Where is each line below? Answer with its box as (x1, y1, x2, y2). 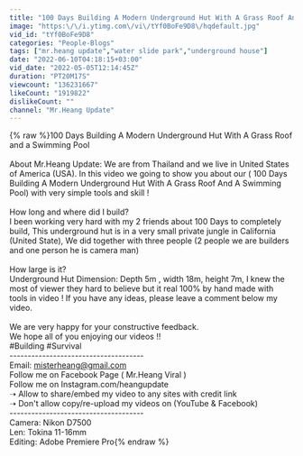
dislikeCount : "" (9, 96, 75, 106)
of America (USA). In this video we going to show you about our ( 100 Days (9, 169, 288, 179)
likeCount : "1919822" (9, 88, 91, 97)
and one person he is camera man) (9, 245, 140, 256)
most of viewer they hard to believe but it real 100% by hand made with (9, 283, 274, 294)
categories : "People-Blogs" (9, 38, 115, 48)
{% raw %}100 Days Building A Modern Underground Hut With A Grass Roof (9, 130, 293, 141)
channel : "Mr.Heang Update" (9, 105, 115, 114)
